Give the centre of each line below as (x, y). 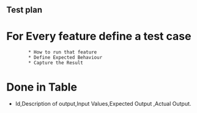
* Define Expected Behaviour (65, 58)
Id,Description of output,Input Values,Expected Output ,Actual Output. (103, 104)
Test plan (24, 10)
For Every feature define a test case (99, 36)
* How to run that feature (63, 52)
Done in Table (42, 87)
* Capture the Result (56, 63)
